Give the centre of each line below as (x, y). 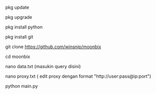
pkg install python (24, 27)
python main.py (22, 86)
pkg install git (19, 37)
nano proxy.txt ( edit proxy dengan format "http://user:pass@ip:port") (78, 76)
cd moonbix (18, 56)
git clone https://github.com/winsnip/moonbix (53, 47)
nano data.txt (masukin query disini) (43, 66)
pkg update (17, 7)
